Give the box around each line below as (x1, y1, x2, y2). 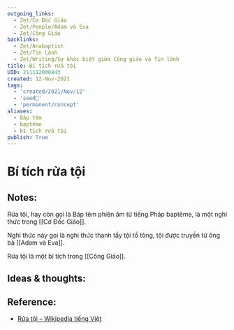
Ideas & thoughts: (7, 272, 86, 284)
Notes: (7, 192, 37, 203)
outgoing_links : (7, 10, 54, 17)
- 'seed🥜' (13, 95, 42, 102)
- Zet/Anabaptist (13, 43, 64, 50)
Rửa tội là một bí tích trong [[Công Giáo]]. (7, 252, 126, 261)
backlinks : (7, 36, 39, 43)
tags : (7, 82, 23, 89)
